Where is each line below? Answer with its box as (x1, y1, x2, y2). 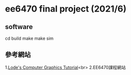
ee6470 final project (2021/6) (5, 3, 127, 15)
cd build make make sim (5, 35, 54, 41)
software (5, 23, 33, 31)
